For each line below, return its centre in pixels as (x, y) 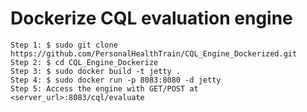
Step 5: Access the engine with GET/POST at (104, 88)
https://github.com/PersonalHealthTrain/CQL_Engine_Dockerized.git (154, 53)
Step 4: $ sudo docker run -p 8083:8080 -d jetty (116, 80)
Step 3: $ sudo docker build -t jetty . (96, 71)
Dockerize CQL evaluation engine (151, 18)
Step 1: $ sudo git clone (64, 45)
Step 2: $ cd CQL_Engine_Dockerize (84, 62)
